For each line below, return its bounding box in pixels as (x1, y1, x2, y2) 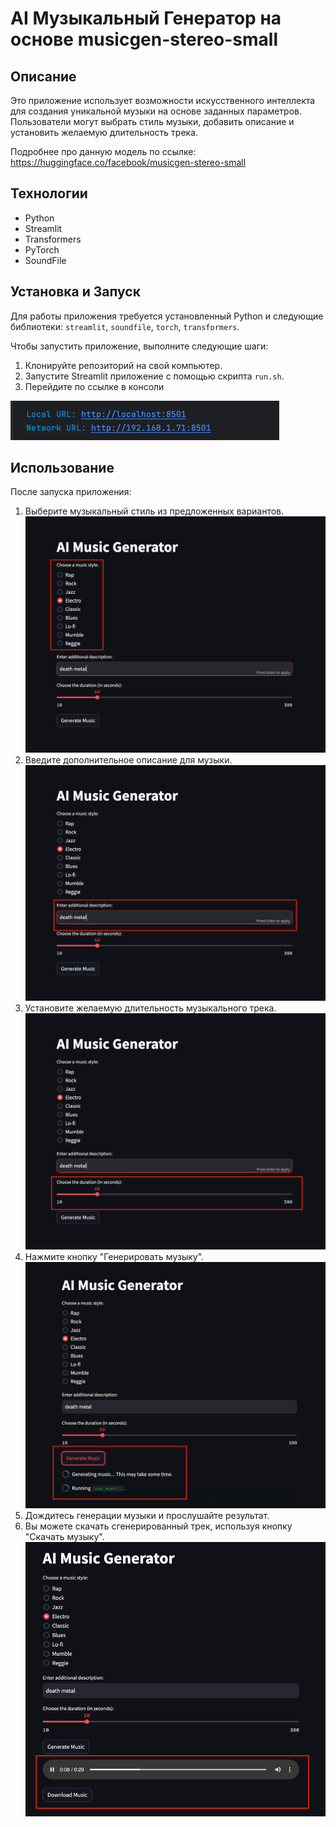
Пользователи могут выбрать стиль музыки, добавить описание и (10, 116, 295, 127)
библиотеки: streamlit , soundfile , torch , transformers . (10, 320, 240, 332)
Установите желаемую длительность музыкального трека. (24, 1002, 277, 1014)
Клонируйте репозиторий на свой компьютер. (24, 359, 223, 371)
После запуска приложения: (10, 486, 132, 498)
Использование (10, 460, 115, 477)
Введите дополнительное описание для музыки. (24, 753, 233, 766)
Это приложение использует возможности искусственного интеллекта (10, 95, 316, 106)
